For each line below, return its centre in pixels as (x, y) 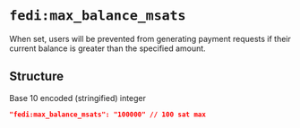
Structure (37, 77)
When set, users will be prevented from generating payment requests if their (150, 38)
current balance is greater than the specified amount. (107, 48)
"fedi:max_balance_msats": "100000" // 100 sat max (107, 115)
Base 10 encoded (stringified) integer (77, 98)
